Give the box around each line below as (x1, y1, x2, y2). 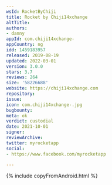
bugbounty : (6, 107, 33, 113)
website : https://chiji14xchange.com (6, 85, 99, 91)
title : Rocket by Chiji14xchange (6, 14, 88, 20)
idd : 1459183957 (6, 47, 46, 53)
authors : (6, 25, 28, 31)
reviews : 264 (6, 74, 38, 80)
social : (6, 146, 25, 151)
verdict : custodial (6, 118, 54, 124)
